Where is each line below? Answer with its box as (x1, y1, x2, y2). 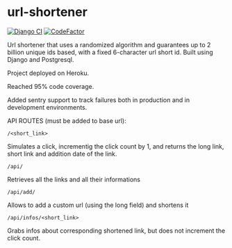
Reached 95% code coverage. (7, 82, 94, 90)
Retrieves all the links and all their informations (7, 175, 141, 183)
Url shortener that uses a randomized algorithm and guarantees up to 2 (7, 40, 211, 49)
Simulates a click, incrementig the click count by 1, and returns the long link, (7, 142, 224, 150)
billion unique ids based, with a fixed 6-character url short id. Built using (7, 48, 213, 56)
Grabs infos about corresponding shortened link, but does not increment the (7, 226, 226, 235)
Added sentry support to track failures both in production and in (7, 95, 190, 104)
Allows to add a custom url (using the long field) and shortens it (7, 201, 189, 209)
